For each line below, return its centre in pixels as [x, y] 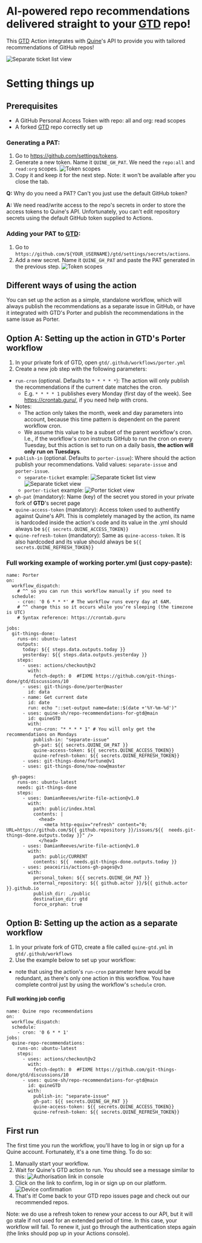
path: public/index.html [64, 809]
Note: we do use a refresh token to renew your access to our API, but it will [99, 1214]
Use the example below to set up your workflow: [75, 960]
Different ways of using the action [72, 285]
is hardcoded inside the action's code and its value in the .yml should [101, 522]
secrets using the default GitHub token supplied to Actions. [80, 218]
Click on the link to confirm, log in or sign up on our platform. [91, 1183]
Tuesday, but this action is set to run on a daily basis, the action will [109, 445]
